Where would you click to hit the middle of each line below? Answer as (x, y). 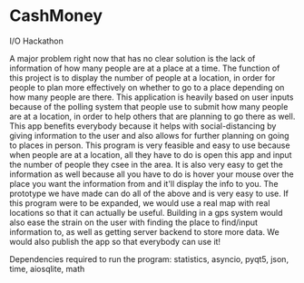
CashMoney (56, 16)
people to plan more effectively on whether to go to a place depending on (147, 87)
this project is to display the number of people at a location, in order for (142, 77)
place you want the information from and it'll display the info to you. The (144, 183)
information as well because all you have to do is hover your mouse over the (152, 174)
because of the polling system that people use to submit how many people (149, 106)
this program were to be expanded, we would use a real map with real (140, 203)
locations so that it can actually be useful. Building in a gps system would (146, 212)
